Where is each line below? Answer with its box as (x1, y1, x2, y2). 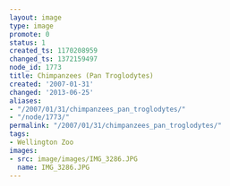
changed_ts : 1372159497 (9, 55, 98, 63)
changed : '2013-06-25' (9, 88, 94, 97)
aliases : (9, 96, 42, 106)
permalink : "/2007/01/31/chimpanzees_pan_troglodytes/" (9, 122, 222, 131)
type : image (9, 21, 54, 30)
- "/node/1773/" (9, 113, 70, 122)
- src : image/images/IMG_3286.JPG (9, 154, 139, 164)
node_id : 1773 (9, 63, 63, 72)
